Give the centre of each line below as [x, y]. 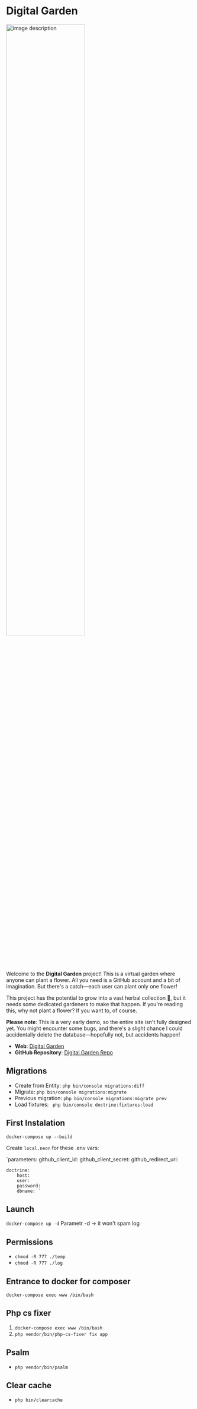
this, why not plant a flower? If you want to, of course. [72, 1010]
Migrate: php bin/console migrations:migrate [71, 1092]
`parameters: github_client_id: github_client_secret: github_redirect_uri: [92, 1159]
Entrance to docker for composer [69, 1281]
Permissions [30, 1242]
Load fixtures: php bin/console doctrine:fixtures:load [84, 1104]
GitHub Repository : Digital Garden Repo [64, 1052]
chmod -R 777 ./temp [40, 1257]
